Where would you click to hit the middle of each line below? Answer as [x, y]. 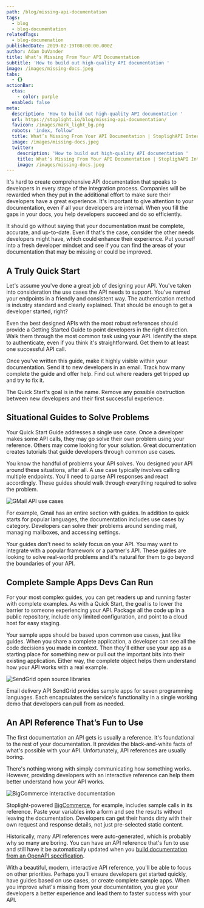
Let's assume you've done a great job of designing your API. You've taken [99, 286]
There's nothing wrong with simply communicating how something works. [99, 768]
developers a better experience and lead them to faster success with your [99, 893]
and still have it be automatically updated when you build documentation [97, 849]
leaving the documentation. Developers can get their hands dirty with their [99, 818]
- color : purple [38, 97]
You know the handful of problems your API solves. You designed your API [100, 463]
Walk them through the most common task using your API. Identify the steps [102, 336]
